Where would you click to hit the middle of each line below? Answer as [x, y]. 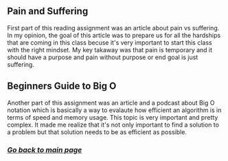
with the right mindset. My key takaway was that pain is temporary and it [110, 50]
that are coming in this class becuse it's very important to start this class [110, 42]
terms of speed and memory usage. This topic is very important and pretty [113, 117]
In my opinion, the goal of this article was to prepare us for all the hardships [114, 35]
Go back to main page [45, 149]
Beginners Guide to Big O [62, 86]
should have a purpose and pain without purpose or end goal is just [103, 57]
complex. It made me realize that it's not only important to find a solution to [113, 125]
